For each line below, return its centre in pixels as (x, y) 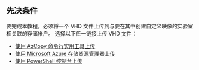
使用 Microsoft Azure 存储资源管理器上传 (65, 53)
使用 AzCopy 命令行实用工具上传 (55, 46)
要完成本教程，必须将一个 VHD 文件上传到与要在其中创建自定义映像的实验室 (100, 26)
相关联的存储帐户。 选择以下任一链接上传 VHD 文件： (72, 33)
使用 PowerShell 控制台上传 (48, 61)
